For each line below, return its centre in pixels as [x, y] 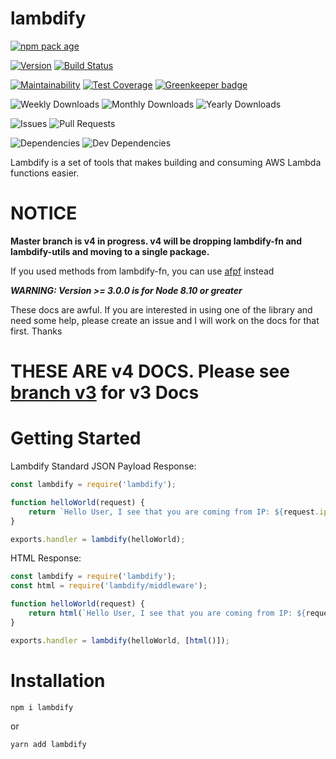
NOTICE [44, 213]
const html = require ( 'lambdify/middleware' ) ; [109, 586]
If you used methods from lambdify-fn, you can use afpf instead [142, 271]
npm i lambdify [42, 707]
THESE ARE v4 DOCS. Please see [150, 371]
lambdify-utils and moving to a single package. [110, 251]
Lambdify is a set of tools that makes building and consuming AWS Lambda [166, 162]
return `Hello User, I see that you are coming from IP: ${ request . [174, 512]
